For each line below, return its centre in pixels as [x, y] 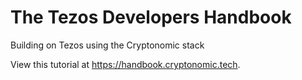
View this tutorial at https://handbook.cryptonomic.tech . [125, 64]
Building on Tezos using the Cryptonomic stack [107, 45]
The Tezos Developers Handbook [151, 17]
